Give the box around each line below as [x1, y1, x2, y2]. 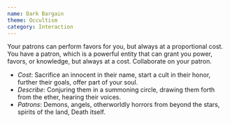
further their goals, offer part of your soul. [17, 78, 138, 87]
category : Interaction [7, 23, 73, 30]
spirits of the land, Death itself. [17, 108, 106, 116]
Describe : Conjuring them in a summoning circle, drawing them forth [17, 85, 215, 94]
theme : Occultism [7, 17, 58, 24]
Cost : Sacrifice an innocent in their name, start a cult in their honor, [17, 71, 211, 79]
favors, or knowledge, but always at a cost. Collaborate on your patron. [7, 57, 212, 66]
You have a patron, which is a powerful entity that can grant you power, [7, 50, 213, 58]
